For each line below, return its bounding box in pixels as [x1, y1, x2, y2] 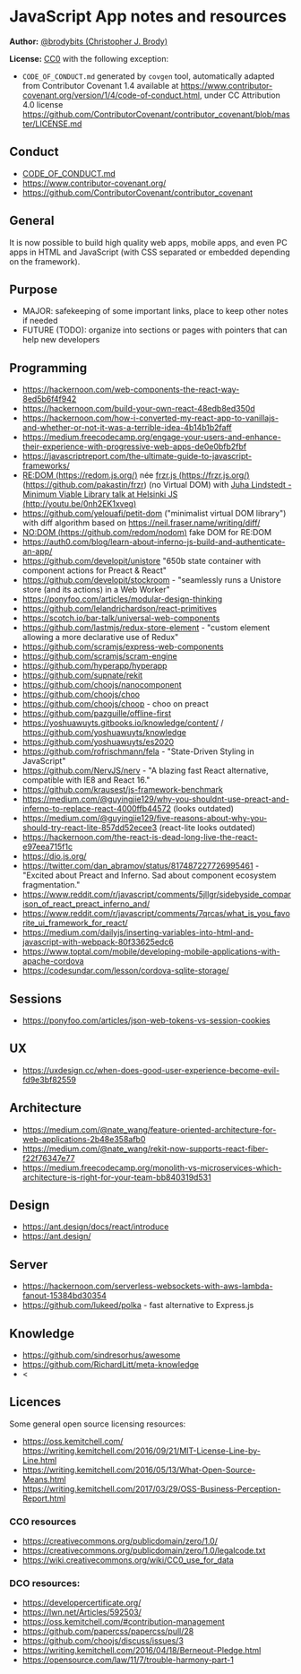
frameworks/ [21, 460, 70, 472]
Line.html [21, 1454, 57, 1465]
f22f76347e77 [21, 1152, 75, 1163]
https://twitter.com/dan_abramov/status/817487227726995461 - [21, 861, 260, 872]
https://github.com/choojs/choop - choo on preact [21, 698, 209, 709]
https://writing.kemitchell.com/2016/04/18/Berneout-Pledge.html [21, 1645, 262, 1656]
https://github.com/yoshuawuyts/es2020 [21, 737, 175, 748]
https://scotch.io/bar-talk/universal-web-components [21, 612, 220, 624]
